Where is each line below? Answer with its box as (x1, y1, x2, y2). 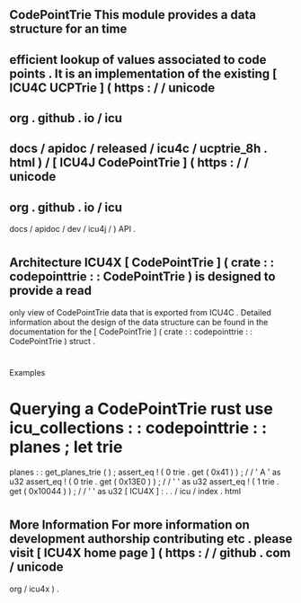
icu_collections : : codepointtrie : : (9, 418, 268, 439)
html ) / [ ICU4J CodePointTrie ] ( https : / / (9, 155, 249, 171)
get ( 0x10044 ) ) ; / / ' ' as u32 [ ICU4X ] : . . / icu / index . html (9, 485, 241, 496)
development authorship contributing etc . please (9, 531, 293, 546)
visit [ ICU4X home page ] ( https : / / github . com (9, 545, 291, 561)
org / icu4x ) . (9, 583, 60, 594)
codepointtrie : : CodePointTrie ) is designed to (9, 269, 276, 285)
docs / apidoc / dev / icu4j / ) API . (9, 224, 137, 235)
